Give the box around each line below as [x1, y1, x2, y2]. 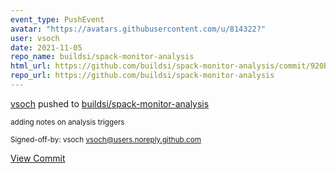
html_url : [10, 61, 52, 71]
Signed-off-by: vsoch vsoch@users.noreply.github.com [10, 134, 202, 145]
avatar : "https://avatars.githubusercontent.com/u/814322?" [10, 24, 267, 34]
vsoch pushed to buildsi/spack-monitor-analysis [10, 97, 210, 110]
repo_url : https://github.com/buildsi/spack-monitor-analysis [10, 71, 275, 81]
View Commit [10, 152, 66, 164]
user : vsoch [10, 33, 60, 43]
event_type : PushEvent [10, 14, 105, 25]
